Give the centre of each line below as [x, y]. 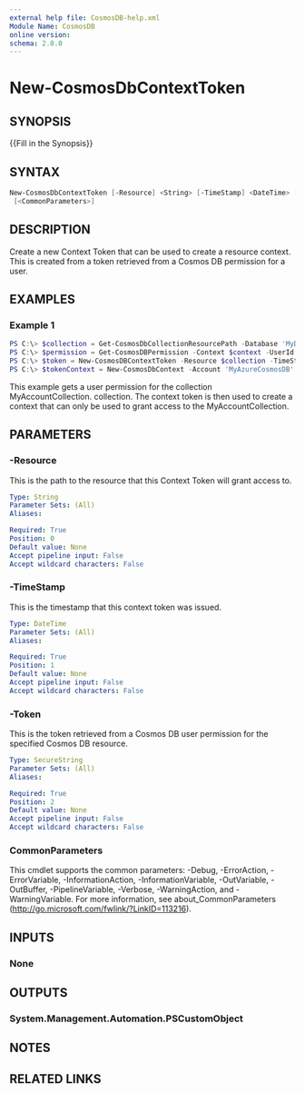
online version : [40, 35]
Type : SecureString [46, 760]
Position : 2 [32, 802]
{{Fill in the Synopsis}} [51, 144]
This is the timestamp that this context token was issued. [116, 607]
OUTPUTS [39, 993]
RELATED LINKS [55, 1079]
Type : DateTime [38, 623]
